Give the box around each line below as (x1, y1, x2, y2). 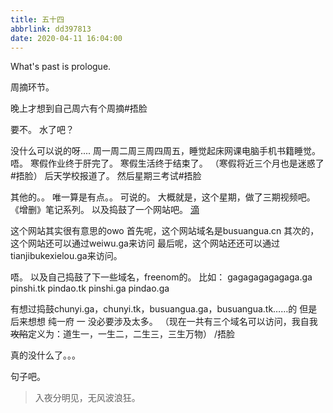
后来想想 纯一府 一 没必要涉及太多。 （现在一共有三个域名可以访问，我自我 (10, 316, 318, 328)
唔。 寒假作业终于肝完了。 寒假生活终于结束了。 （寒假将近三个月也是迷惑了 (10, 157, 325, 170)
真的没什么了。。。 (10, 349, 81, 361)
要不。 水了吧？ (10, 124, 75, 136)
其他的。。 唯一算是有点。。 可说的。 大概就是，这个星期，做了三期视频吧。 (10, 191, 316, 203)
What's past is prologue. (10, 61, 112, 73)
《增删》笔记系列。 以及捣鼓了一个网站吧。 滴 (10, 204, 200, 216)
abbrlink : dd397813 (10, 24, 92, 34)
